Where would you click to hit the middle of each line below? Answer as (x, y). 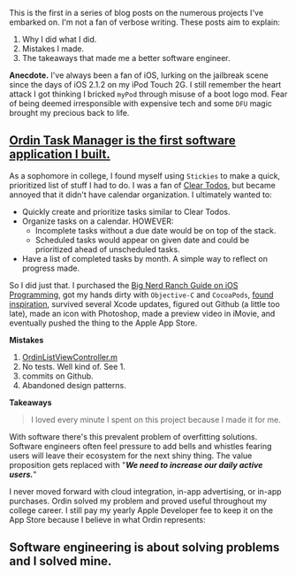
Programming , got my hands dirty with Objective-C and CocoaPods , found (141, 295)
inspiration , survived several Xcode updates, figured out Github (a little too (144, 303)
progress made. (51, 268)
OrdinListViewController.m (69, 356)
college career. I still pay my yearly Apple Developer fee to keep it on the (141, 510)
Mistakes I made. (53, 49)
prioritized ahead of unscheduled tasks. (107, 249)
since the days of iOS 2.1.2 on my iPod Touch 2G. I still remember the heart (145, 84)
